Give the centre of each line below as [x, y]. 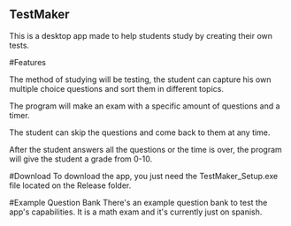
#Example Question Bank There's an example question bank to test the [138, 202]
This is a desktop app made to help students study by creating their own [141, 35]
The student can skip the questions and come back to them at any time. [140, 132]
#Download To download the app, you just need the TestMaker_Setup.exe [144, 176]
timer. [19, 115]
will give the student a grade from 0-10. [81, 159]
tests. [19, 45]
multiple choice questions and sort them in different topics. [116, 88]
